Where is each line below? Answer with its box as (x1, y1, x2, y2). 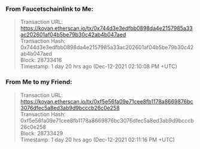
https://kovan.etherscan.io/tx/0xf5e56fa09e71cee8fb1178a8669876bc (20, 98, 193, 105)
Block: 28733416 (20, 56, 62, 64)
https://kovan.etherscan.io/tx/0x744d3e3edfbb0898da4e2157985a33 (20, 25, 193, 32)
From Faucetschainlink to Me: (5, 5, 94, 13)
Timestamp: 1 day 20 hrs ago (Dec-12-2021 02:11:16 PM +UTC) (20, 136, 175, 143)
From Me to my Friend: (5, 78, 72, 86)
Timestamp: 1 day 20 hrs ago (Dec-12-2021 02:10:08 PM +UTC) (20, 63, 178, 70)
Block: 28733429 (20, 129, 63, 136)
